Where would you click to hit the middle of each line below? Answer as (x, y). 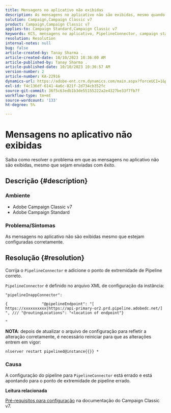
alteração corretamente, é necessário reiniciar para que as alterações (78, 336)
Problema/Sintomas (30, 225)
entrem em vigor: (23, 342)
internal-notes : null (28, 43)
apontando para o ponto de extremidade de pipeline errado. (68, 381)
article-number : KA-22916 (33, 77)
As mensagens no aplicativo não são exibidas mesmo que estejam (75, 237)
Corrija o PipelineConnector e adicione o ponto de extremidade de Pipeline (84, 270)
